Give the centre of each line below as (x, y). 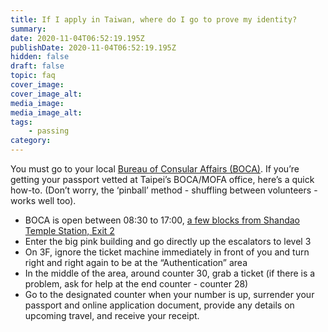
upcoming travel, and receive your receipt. (112, 315)
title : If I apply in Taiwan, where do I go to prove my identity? (154, 19)
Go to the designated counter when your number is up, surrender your (169, 294)
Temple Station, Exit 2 (69, 230)
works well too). (43, 200)
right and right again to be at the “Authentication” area (136, 262)
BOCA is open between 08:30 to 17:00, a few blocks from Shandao (162, 220)
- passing (49, 131)
